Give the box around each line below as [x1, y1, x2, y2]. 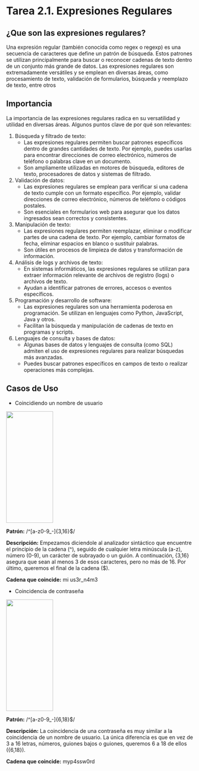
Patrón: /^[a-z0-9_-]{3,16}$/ [6, 528, 75, 535]
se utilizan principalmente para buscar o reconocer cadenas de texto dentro [6, 57, 192, 63]
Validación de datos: [14, 177, 65, 184]
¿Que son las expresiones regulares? [6, 28, 146, 38]
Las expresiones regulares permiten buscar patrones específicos [23, 139, 183, 146]
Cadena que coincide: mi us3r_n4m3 [6, 576, 98, 583]
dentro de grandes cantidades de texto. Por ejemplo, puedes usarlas [23, 145, 192, 152]
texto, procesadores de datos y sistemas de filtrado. [23, 170, 151, 177]
